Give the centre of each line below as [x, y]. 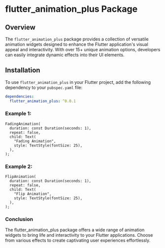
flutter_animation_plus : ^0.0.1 [43, 101]
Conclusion [19, 219]
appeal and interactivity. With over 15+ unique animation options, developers [83, 50]
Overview [20, 27]
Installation [23, 70]
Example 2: [19, 166]
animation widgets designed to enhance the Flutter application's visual [77, 44]
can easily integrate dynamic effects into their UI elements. [65, 55]
